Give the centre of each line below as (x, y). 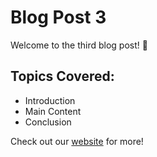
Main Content (53, 111)
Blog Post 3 (58, 17)
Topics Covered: (62, 76)
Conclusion (48, 122)
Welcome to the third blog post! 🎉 (79, 45)
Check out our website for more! (77, 141)
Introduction (50, 100)
